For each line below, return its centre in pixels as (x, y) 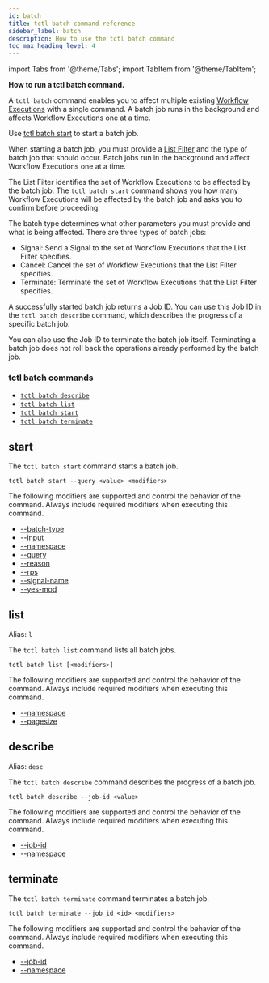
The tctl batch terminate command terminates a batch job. (109, 898)
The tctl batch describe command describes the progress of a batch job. (132, 782)
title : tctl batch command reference (72, 24)
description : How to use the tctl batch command (92, 38)
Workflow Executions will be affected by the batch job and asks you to (125, 199)
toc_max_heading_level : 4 (52, 46)
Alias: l (20, 635)
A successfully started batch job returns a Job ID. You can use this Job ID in (135, 307)
